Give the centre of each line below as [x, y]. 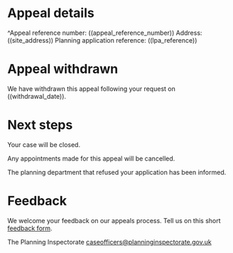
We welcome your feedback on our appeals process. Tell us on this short [114, 220]
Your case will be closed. [44, 144]
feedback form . [30, 228]
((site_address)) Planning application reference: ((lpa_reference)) [102, 40]
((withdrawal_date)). [37, 96]
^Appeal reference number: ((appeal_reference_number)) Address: [105, 33]
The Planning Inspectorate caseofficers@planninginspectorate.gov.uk [109, 242]
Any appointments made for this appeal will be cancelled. [91, 158]
